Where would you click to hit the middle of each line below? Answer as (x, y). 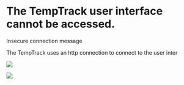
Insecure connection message (44, 41)
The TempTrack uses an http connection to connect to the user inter (92, 52)
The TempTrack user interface (85, 11)
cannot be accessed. (61, 24)
